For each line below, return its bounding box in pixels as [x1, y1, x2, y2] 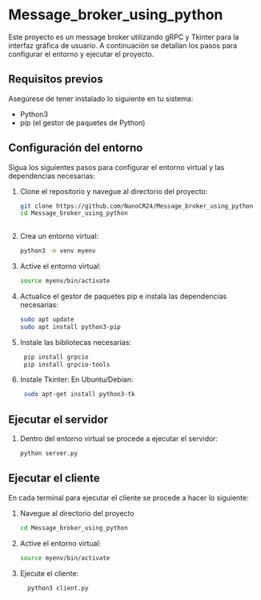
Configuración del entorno [8, 141, 143, 155]
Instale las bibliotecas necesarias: [19, 337, 132, 347]
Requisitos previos [8, 72, 103, 86]
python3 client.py [27, 584, 89, 592]
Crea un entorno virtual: [19, 231, 98, 241]
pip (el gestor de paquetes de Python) [19, 118, 146, 128]
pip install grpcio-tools [23, 360, 110, 368]
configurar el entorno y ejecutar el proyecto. [8, 49, 155, 59]
